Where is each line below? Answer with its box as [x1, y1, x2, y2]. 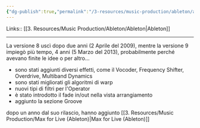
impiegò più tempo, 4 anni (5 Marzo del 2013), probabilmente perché [6, 48, 175, 55]
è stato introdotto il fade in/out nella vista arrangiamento [14, 91, 153, 98]
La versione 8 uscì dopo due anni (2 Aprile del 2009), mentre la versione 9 [6, 42, 189, 49]
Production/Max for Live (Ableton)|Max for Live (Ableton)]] [6, 115, 150, 122]
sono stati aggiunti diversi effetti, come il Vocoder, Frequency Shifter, [14, 66, 185, 73]
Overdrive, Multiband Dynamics [14, 72, 93, 79]
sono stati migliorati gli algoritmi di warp [14, 78, 113, 86]
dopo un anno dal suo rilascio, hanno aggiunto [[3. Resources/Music [6, 109, 174, 116]
